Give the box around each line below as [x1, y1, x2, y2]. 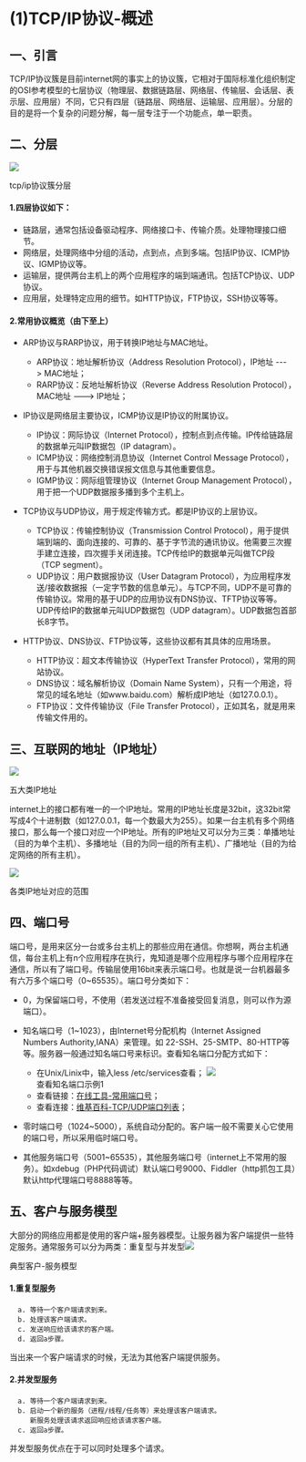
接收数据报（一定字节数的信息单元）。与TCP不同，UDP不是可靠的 [46, 582, 291, 593]
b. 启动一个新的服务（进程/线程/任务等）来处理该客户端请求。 [17, 1406, 221, 1416]
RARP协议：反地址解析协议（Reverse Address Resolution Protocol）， [36, 379, 297, 390]
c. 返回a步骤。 [17, 1426, 68, 1436]
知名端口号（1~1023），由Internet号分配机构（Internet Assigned [22, 1024, 261, 1035]
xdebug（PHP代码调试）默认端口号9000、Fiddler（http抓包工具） [50, 1163, 296, 1174]
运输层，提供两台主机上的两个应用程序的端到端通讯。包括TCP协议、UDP [22, 270, 296, 281]
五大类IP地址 [9, 785, 57, 796]
